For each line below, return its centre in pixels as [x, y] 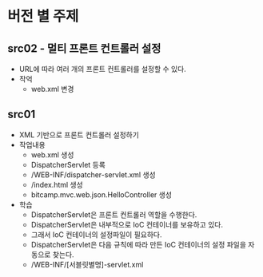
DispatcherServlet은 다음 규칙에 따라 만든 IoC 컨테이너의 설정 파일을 [139, 244]
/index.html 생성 [57, 184]
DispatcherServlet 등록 [68, 164]
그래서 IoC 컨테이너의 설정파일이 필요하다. [96, 234]
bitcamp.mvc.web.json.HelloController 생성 [102, 194]
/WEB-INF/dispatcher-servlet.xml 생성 [94, 174]
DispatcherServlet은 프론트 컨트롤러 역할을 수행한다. [114, 214]
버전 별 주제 [43, 16]
